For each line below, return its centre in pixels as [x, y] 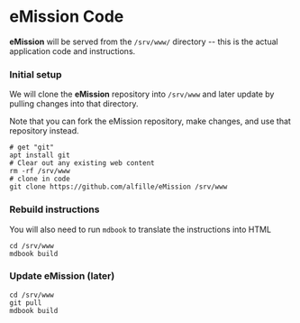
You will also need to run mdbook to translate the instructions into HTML [141, 229]
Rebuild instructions [55, 209]
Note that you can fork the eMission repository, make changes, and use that [150, 121]
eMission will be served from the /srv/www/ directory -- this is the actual [144, 42]
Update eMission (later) [62, 276]
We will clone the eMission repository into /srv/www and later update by [142, 94]
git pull [26, 303]
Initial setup [36, 74]
